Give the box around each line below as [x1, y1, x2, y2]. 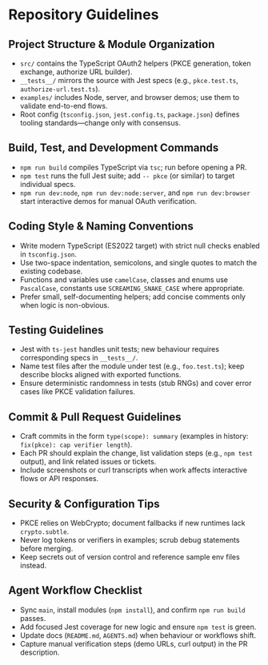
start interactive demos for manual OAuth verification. [19, 196, 198, 205]
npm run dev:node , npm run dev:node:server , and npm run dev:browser [19, 188, 250, 197]
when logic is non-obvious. [19, 300, 110, 309]
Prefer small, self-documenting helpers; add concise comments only [19, 292, 246, 301]
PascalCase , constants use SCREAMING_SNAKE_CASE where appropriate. [19, 283, 246, 293]
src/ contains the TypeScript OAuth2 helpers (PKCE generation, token [19, 58, 251, 68]
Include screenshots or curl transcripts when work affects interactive [19, 465, 248, 475]
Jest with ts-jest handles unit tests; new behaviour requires [19, 344, 220, 354]
